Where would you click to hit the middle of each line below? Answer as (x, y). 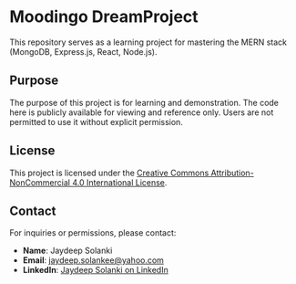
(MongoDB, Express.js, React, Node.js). (83, 51)
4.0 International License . (120, 182)
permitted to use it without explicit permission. (97, 121)
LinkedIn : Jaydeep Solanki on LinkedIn (95, 270)
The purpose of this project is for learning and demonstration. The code (144, 102)
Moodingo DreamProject (104, 17)
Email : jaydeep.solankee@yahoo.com (93, 260)
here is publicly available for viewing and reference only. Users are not (142, 112)
